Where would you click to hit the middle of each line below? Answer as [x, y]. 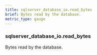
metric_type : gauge [25, 19]
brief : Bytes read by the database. [43, 14]
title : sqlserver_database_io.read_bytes [49, 10]
